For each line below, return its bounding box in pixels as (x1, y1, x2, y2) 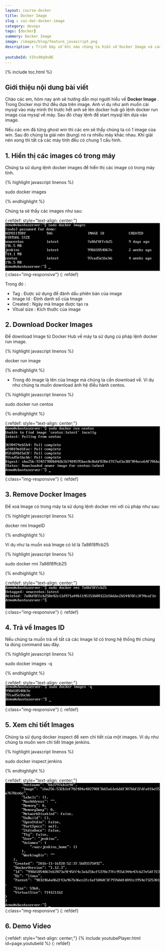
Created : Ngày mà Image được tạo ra (12, 301, 88, 307)
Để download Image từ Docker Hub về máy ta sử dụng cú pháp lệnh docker (5, 333, 158, 340)
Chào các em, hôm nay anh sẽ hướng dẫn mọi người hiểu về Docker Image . (5, 96, 159, 102)
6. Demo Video (5, 922, 52, 930)
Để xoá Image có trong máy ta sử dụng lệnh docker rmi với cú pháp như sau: (5, 503, 160, 509)
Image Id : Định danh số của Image (12, 296, 83, 302)
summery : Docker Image (5, 34, 52, 39)
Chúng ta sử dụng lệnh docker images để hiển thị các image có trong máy (5, 165, 155, 171)
